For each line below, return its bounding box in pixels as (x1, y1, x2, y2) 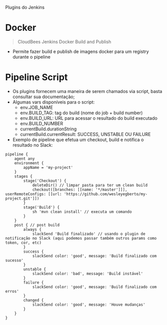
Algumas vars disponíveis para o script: (12, 99, 95, 105)
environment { (14, 160, 44, 166)
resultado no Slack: (12, 142, 53, 148)
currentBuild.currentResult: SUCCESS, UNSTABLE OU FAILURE (20, 131, 151, 137)
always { (23, 227, 42, 232)
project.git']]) (5, 196, 39, 201)
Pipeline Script (5, 72, 68, 83)
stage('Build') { (23, 205, 60, 210)
